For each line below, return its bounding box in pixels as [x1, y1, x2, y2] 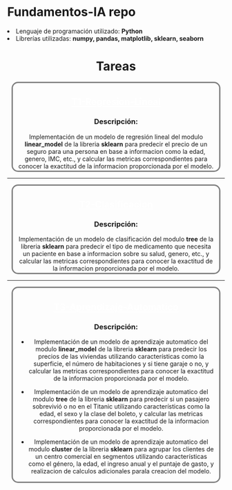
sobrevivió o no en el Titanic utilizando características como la [32, 402, 211, 411]
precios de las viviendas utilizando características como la [37, 352, 204, 360]
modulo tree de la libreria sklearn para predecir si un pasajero [32, 395, 210, 403]
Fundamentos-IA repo [7, 4, 136, 20]
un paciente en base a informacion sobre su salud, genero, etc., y [23, 250, 209, 258]
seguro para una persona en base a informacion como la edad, [26, 147, 206, 155]
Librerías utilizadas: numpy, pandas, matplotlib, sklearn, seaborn [16, 34, 204, 42]
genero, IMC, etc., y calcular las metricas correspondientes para [24, 155, 208, 163]
